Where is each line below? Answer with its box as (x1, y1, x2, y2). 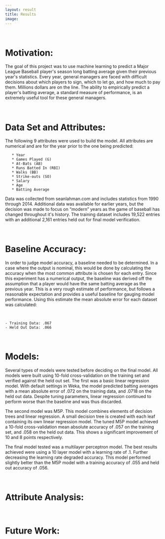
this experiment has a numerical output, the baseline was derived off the (5, 275, 152, 281)
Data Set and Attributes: (5, 122, 106, 133)
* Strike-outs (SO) (11, 174, 52, 179)
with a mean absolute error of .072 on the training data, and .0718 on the (5, 388, 152, 394)
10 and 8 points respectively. (5, 435, 63, 440)
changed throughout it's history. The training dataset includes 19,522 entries (5, 211, 160, 217)
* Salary (11, 178, 30, 184)
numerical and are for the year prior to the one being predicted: (5, 143, 134, 149)
